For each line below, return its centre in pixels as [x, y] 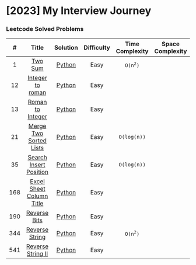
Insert [37, 165]
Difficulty [97, 48]
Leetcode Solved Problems [45, 29]
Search [38, 158]
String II [37, 254]
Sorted [37, 141]
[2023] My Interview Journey [79, 11]
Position [37, 172]
